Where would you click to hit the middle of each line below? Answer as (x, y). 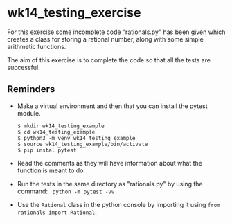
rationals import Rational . (57, 212)
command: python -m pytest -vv (66, 191)
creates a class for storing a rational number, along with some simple (106, 39)
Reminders (31, 89)
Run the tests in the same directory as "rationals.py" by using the (110, 184)
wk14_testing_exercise (74, 13)
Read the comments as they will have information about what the (110, 163)
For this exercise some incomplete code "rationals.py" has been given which (116, 32)
